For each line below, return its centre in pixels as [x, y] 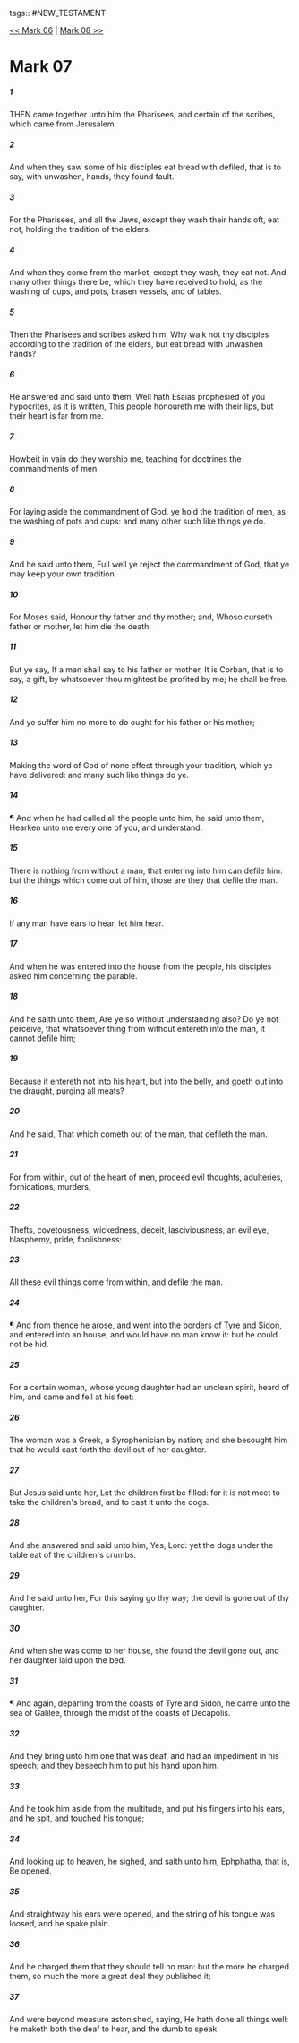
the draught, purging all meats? [67, 1091]
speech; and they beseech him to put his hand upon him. [114, 1766]
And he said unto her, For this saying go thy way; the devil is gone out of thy [149, 1598]
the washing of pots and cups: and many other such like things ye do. [137, 521]
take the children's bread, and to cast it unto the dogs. [109, 1502]
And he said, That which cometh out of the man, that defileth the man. [138, 1134]
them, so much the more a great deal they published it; [110, 1977]
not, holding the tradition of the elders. [80, 229]
